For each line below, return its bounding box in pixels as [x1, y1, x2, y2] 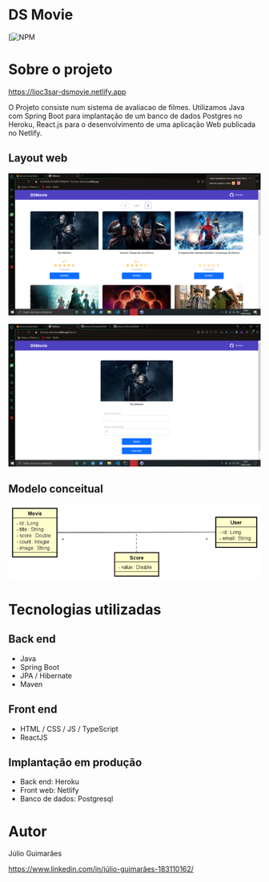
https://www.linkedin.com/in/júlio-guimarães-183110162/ [8, 864, 195, 874]
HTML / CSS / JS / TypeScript [19, 724, 118, 733]
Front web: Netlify [19, 786, 79, 795]
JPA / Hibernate [19, 671, 73, 680]
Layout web [8, 151, 68, 165]
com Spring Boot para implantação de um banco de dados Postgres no [8, 111, 243, 120]
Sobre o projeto [8, 60, 113, 79]
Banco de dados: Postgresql [19, 794, 114, 804]
